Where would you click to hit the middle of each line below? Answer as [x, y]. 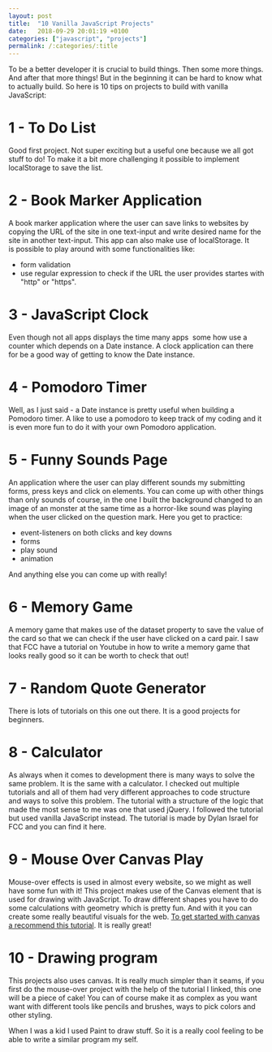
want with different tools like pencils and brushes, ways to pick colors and [132, 1006]
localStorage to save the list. [56, 168]
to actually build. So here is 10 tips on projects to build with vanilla [119, 87]
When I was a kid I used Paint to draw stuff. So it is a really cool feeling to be [136, 1030]
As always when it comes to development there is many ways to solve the [132, 775]
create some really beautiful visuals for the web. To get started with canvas [134, 916]
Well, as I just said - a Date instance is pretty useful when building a [121, 409]
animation [37, 558]
